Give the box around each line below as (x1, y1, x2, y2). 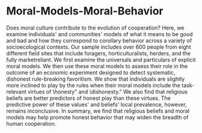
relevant (6, 88, 26, 95)
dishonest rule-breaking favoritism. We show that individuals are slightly (6, 75, 185, 82)
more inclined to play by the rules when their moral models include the (6, 81, 180, 88)
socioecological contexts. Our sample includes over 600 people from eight (6, 43, 191, 51)
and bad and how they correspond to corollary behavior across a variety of (6, 37, 192, 44)
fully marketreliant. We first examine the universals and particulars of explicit (6, 56, 196, 63)
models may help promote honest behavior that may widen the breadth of (6, 113, 189, 121)
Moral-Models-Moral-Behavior (6, 4, 164, 18)
